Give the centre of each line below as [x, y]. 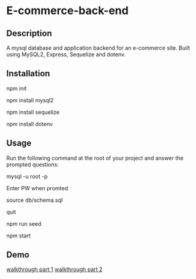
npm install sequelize [33, 112]
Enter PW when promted [37, 188]
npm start [19, 236]
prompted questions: [33, 164]
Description [29, 33]
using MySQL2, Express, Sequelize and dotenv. [66, 54]
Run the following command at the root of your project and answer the [95, 158]
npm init [17, 88]
